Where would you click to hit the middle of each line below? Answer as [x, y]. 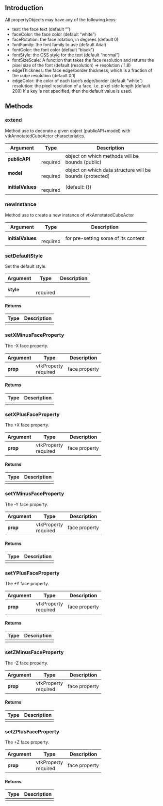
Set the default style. [26, 266]
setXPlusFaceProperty [32, 414]
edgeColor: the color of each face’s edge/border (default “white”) [77, 81]
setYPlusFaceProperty [32, 573]
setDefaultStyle [24, 256]
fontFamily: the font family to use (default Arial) [59, 44]
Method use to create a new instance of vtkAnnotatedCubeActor [70, 215]
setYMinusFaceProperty [35, 493]
